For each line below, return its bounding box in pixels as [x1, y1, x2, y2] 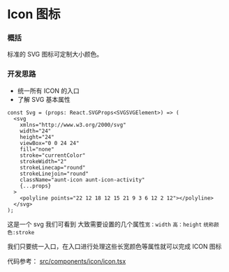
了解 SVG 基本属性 [17, 95, 71, 103]
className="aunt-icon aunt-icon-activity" [20, 176, 145, 183]
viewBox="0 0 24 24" [20, 139, 80, 146]
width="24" [20, 127, 52, 135]
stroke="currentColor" [20, 151, 86, 159]
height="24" [20, 133, 54, 140]
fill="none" [20, 146, 54, 153]
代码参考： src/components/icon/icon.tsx [7, 257, 126, 265]
